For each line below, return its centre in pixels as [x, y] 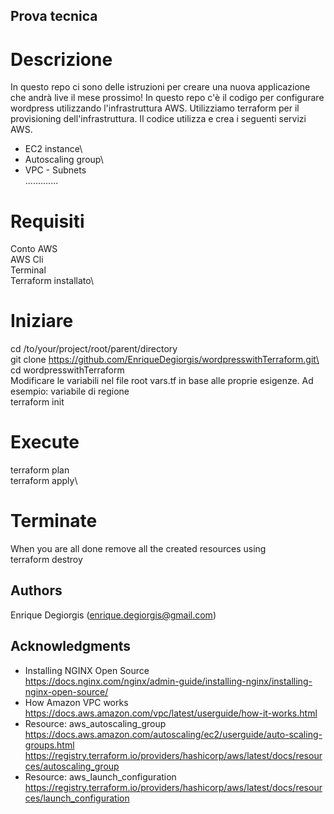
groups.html [49, 745]
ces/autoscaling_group [72, 766]
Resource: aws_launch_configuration [100, 776]
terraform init [37, 402]
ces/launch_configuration [77, 798]
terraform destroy [46, 560]
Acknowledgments [71, 646]
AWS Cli [27, 260]
